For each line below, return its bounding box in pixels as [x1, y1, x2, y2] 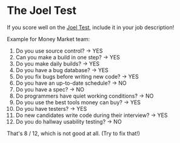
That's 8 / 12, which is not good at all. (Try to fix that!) [7, 130, 141, 137]
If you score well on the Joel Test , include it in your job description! [7, 24, 175, 31]
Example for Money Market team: [7, 35, 90, 42]
